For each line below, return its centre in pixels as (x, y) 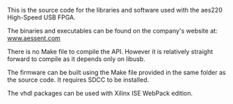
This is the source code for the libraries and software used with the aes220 (115, 10)
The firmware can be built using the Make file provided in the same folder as (116, 72)
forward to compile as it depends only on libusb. (77, 59)
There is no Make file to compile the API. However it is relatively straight (110, 52)
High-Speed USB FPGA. (42, 17)
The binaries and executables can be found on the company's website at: (112, 31)
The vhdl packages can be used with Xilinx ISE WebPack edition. (100, 93)
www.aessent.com (34, 38)
